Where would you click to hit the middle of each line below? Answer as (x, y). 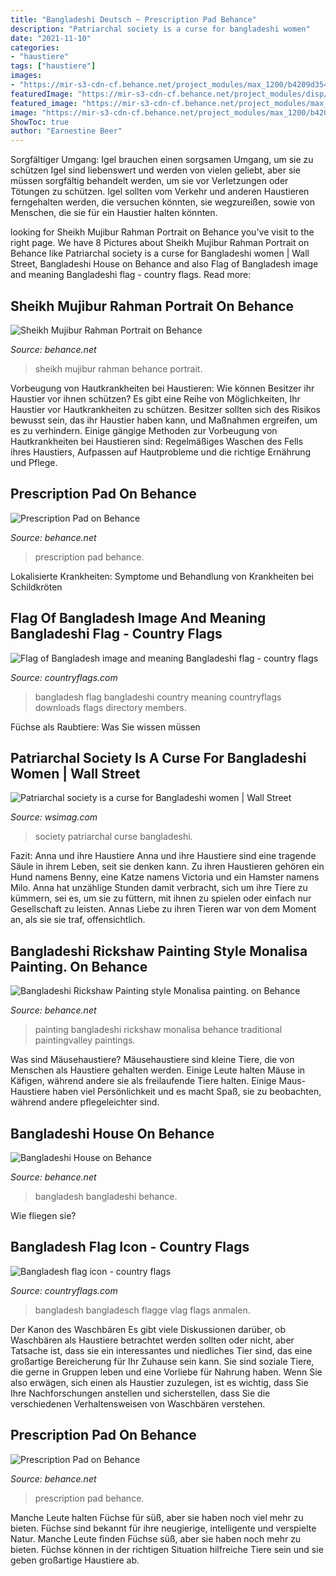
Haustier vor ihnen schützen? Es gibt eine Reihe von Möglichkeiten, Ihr (155, 398)
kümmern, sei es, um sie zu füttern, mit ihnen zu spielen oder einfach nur (161, 898)
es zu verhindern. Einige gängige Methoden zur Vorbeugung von (144, 430)
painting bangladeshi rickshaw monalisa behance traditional (158, 1030)
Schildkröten (36, 587)
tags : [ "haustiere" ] (53, 66)
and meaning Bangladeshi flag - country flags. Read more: (131, 275)
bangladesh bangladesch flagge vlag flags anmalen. (142, 1310)
